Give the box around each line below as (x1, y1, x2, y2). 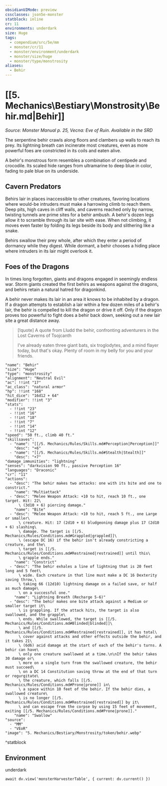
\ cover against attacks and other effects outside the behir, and (18, 634, 162, 639)
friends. (17, 352, 34, 358)
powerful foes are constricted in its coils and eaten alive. (5, 147, 121, 153)
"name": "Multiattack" (14, 489, 61, 495)
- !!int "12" (9, 428, 37, 433)
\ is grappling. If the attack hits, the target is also (18, 608, 140, 613)
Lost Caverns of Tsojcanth (17, 332, 72, 338)
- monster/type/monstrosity (9, 59, 68, 64)
